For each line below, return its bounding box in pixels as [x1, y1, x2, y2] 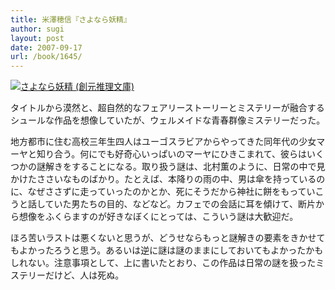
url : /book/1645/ [10, 52, 83, 62]
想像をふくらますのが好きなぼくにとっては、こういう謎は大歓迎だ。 [18, 211, 299, 223]
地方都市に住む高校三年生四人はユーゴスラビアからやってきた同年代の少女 [10, 136, 317, 148]
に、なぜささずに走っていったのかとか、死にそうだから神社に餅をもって [10, 186, 307, 198]
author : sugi [10, 24, 65, 34]
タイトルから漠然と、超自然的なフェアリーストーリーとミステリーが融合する [10, 102, 325, 114]
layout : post [10, 33, 65, 43]
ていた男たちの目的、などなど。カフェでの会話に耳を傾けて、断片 [44, 198, 316, 210]
